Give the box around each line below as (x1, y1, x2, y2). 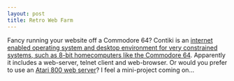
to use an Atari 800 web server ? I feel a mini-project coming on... (7, 66, 194, 74)
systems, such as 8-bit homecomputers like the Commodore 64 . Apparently (7, 50, 226, 59)
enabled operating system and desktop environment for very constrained (7, 43, 218, 52)
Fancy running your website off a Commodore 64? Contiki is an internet (7, 36, 213, 44)
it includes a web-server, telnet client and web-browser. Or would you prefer (7, 58, 228, 66)
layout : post (7, 10, 45, 17)
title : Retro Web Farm (7, 17, 73, 24)
